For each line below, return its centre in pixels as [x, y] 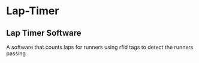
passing [16, 53]
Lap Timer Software [44, 33]
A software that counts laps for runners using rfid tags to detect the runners [100, 47]
